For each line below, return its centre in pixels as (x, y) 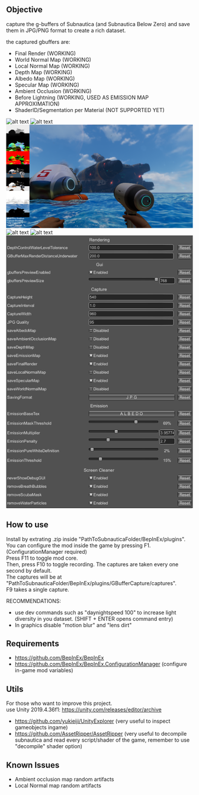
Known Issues (33, 765)
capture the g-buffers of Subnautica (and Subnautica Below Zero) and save (98, 24)
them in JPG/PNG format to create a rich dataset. (66, 30)
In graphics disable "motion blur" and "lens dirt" (73, 625)
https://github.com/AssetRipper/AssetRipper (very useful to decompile (101, 734)
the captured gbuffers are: (38, 41)
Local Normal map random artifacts (58, 786)
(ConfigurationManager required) (47, 551)
